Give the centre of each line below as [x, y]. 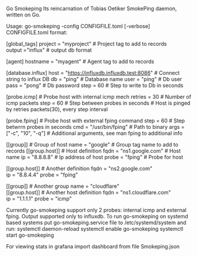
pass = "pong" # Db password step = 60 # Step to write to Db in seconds [95, 85]
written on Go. [24, 15]
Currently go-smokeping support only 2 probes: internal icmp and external [96, 210]
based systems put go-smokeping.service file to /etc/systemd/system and [96, 222]
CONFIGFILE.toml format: [37, 32]
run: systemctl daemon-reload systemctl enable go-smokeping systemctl [95, 229]
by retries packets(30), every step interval [57, 109]
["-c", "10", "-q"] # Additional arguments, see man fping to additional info [94, 133]
